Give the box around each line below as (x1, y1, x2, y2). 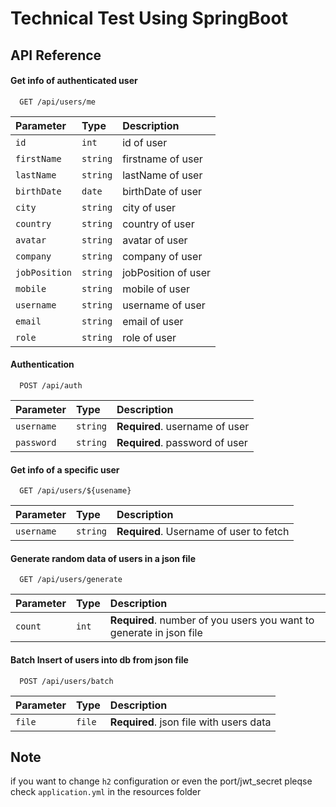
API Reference (10, 47, 102, 64)
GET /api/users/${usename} (19, 486, 132, 496)
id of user (122, 135, 168, 149)
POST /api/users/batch (19, 676, 114, 686)
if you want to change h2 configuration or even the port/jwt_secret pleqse (10, 775, 313, 787)
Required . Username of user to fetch (116, 525, 290, 539)
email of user (122, 314, 184, 328)
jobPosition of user (122, 265, 211, 279)
